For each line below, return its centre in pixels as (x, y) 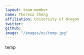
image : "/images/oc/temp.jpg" (37, 33)
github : (13, 28)
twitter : (14, 24)
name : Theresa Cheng (27, 14)
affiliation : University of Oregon (42, 19)
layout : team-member (27, 10)
